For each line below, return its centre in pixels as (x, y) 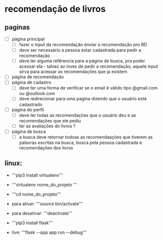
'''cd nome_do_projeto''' (36, 194)
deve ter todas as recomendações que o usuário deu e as (78, 115)
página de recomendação (38, 77)
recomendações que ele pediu (50, 120)
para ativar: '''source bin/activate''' (47, 204)
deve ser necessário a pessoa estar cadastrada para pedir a (80, 50)
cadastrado (31, 104)
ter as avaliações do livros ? (47, 126)
